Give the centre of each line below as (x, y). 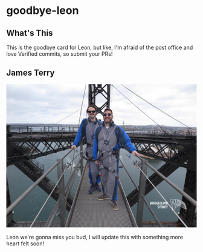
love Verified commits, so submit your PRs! (60, 54)
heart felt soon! (25, 244)
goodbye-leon (43, 11)
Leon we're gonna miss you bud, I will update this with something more (95, 237)
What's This (30, 33)
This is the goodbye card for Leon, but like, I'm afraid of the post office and (100, 47)
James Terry (31, 73)
